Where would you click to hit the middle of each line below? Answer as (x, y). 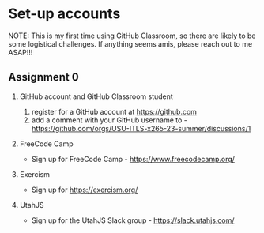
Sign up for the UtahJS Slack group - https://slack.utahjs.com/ (133, 220)
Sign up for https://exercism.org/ (85, 190)
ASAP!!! (21, 52)
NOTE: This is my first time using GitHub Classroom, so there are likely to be (132, 36)
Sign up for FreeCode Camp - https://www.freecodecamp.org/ (133, 159)
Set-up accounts (64, 14)
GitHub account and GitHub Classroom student (96, 96)
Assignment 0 (43, 77)
